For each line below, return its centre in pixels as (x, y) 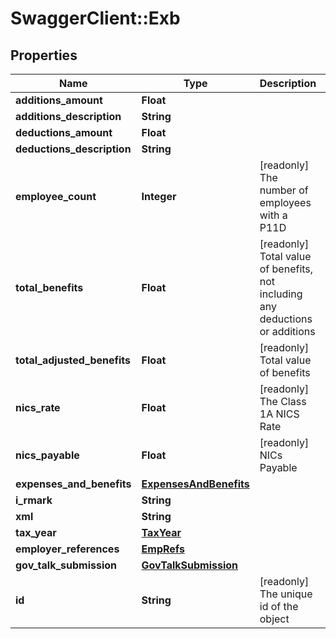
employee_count (56, 196)
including (281, 294)
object (274, 619)
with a (273, 215)
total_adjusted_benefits (73, 360)
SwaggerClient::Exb (95, 18)
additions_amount (59, 100)
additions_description (68, 116)
